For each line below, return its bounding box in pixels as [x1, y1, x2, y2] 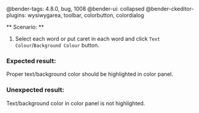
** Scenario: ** [6, 24, 44, 30]
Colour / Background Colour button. [15, 42, 100, 49]
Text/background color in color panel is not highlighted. [6, 100, 145, 107]
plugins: [6, 12, 26, 19]
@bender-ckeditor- [145, 5, 194, 12]
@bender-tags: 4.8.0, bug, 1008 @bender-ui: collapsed [6, 5, 145, 12]
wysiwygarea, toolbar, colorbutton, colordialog [27, 12, 144, 19]
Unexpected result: [6, 86, 65, 94]
